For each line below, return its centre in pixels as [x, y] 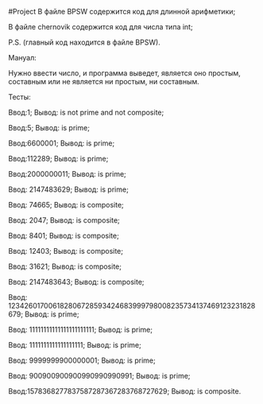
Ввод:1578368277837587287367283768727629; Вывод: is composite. [125, 391]
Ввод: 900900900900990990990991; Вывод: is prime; [99, 376]
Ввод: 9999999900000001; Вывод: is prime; [82, 360]
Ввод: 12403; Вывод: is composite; [66, 251]
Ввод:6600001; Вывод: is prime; [62, 143]
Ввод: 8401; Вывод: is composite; [64, 235]
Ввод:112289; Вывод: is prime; [58, 159]
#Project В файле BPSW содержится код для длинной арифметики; [122, 12]
